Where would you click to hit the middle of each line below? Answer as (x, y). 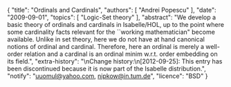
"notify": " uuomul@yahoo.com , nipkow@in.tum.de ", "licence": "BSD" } (108, 76)
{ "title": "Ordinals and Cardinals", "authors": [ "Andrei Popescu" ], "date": (112, 10)
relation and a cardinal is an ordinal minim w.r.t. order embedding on (121, 54)
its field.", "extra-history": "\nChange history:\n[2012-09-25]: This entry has (115, 61)
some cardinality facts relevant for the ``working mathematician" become (111, 32)
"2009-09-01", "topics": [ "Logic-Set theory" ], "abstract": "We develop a (112, 17)
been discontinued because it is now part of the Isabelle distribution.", (107, 69)
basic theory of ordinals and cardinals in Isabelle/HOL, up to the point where (116, 25)
